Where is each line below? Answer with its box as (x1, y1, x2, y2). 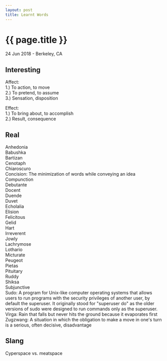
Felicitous (5, 214, 25, 220)
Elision (5, 209, 19, 215)
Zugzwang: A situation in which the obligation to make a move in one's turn (5, 317, 162, 323)
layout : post (5, 7, 33, 13)
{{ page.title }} (5, 34, 68, 46)
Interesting (5, 65, 40, 74)
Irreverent (5, 231, 26, 237)
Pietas (5, 262, 19, 269)
